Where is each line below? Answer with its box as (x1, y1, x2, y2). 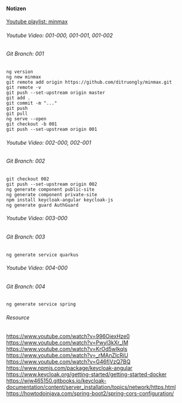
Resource (6, 314, 30, 321)
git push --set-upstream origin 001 (6, 126, 97, 133)
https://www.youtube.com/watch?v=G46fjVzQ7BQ (6, 358, 131, 365)
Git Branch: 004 (6, 283, 46, 290)
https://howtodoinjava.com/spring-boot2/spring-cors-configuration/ (6, 389, 174, 397)
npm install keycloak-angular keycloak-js (6, 197, 113, 203)
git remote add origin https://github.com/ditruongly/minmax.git (6, 80, 172, 86)
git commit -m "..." (6, 100, 58, 106)
